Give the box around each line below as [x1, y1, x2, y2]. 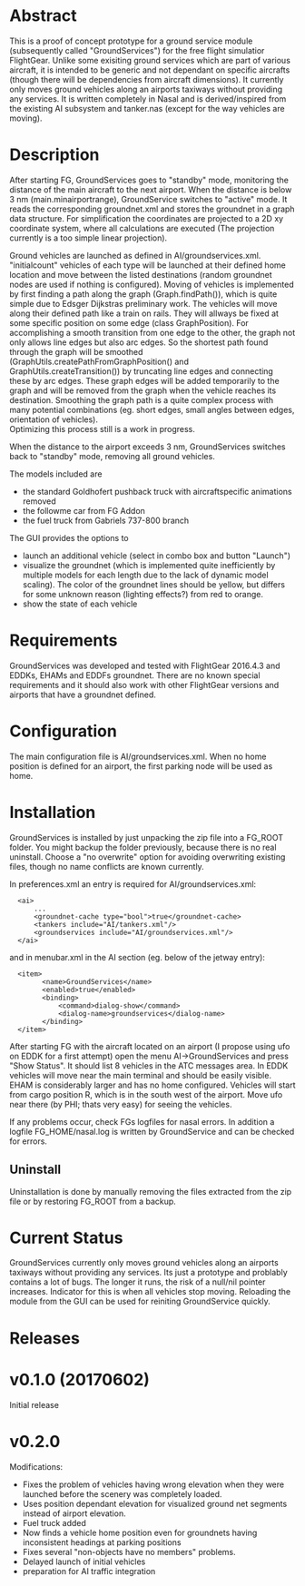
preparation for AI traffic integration [22, 1565, 156, 1576]
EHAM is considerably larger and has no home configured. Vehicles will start [9, 1079, 296, 1090]
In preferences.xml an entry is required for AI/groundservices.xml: [9, 878, 257, 890]
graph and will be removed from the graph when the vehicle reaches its [9, 385, 277, 396]
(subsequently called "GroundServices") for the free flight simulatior [9, 44, 265, 55]
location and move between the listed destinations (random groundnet [9, 269, 272, 280]
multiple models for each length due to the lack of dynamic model [22, 569, 270, 580]
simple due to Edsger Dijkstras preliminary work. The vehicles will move [9, 298, 278, 309]
